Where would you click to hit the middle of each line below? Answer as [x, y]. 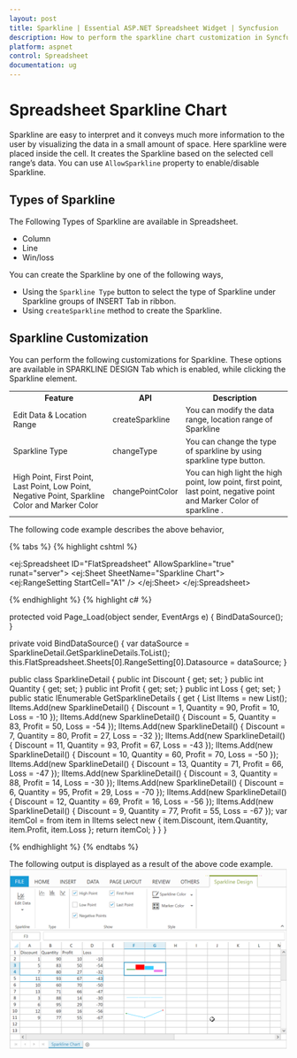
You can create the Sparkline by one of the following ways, [116, 274]
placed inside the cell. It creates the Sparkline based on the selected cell [141, 153]
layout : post [33, 19]
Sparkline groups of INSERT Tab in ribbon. [99, 301]
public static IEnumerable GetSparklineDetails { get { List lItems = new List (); [148, 698]
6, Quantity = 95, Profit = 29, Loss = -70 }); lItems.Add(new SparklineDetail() [148, 793]
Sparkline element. [43, 378]
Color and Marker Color [56, 505]
